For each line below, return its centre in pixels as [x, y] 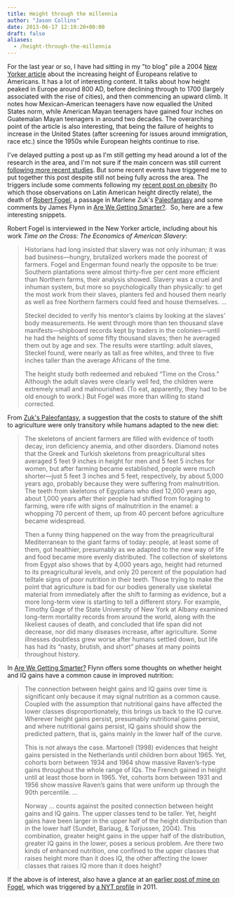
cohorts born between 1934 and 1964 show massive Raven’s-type [120, 762]
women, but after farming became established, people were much [120, 468]
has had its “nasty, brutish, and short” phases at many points [112, 647]
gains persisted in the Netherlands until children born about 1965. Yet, [125, 755]
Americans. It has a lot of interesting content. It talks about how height [109, 81]
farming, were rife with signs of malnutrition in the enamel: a [111, 506]
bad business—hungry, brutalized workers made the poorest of [116, 257]
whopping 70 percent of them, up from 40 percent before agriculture [124, 513]
